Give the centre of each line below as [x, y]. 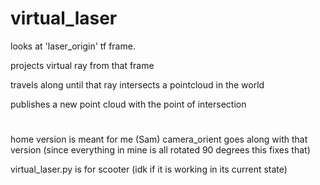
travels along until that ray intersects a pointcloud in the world [137, 84]
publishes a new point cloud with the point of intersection [128, 104]
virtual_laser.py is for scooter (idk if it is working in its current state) [149, 169]
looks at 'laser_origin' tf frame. [73, 46]
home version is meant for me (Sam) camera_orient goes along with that [159, 139]
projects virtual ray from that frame [82, 65]
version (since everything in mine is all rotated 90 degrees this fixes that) [160, 150]
